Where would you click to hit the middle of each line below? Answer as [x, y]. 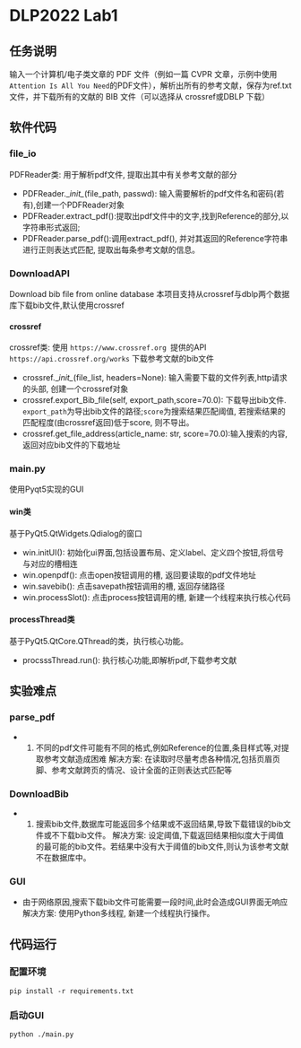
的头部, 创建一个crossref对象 [75, 389]
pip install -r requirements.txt [72, 991]
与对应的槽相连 [50, 563]
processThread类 [42, 619]
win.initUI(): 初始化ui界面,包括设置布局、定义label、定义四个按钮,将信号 [153, 552]
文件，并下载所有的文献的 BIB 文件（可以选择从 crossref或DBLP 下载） [140, 96]
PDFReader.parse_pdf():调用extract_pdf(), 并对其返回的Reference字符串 [155, 238]
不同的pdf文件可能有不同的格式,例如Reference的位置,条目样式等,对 [159, 747]
